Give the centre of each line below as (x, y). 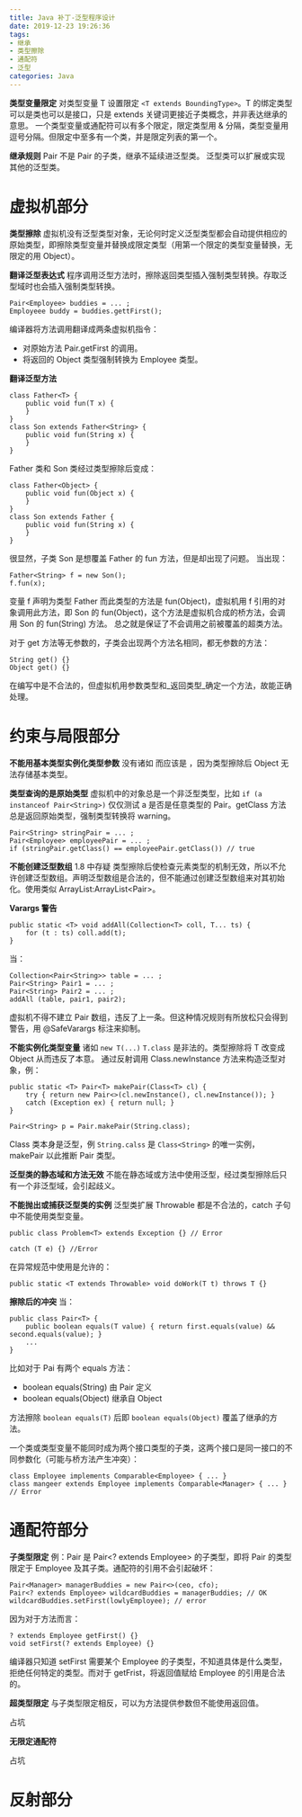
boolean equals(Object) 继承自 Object (92, 1398)
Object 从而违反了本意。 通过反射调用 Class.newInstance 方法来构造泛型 (144, 1059)
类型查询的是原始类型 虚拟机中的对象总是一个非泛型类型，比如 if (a (136, 793)
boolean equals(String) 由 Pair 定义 (87, 1387)
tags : (19, 34)
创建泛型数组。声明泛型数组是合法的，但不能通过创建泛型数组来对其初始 (151, 877)
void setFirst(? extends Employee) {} (82, 1643)
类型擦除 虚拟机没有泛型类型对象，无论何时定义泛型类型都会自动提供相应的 (148, 233)
